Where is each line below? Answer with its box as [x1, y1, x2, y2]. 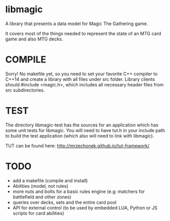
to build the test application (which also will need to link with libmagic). [5, 132, 155, 139]
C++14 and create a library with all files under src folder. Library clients [5, 76, 155, 82]
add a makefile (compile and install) [12, 178, 88, 184]
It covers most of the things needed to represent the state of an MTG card [5, 30, 161, 36]
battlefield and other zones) [12, 193, 72, 200]
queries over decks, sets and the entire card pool [12, 199, 117, 205]
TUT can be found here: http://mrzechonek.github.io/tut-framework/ [5, 142, 150, 149]
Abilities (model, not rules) [12, 183, 69, 189]
